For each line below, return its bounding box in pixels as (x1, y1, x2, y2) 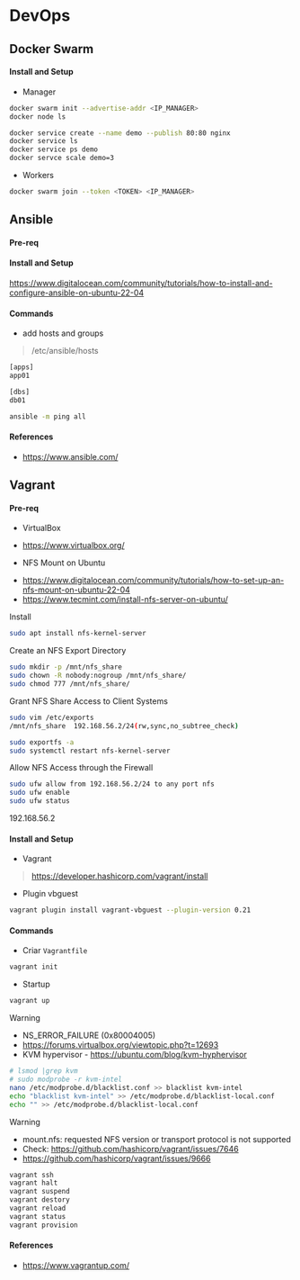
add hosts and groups (22, 328, 104, 338)
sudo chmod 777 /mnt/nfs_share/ (9, 680, 130, 689)
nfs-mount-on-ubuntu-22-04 (22, 584, 130, 595)
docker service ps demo (9, 145, 99, 154)
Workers (22, 170, 54, 181)
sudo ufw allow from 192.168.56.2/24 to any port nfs (9, 780, 216, 789)
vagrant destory (9, 1195, 70, 1204)
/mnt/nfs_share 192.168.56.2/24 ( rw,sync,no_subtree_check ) (9, 721, 240, 730)
